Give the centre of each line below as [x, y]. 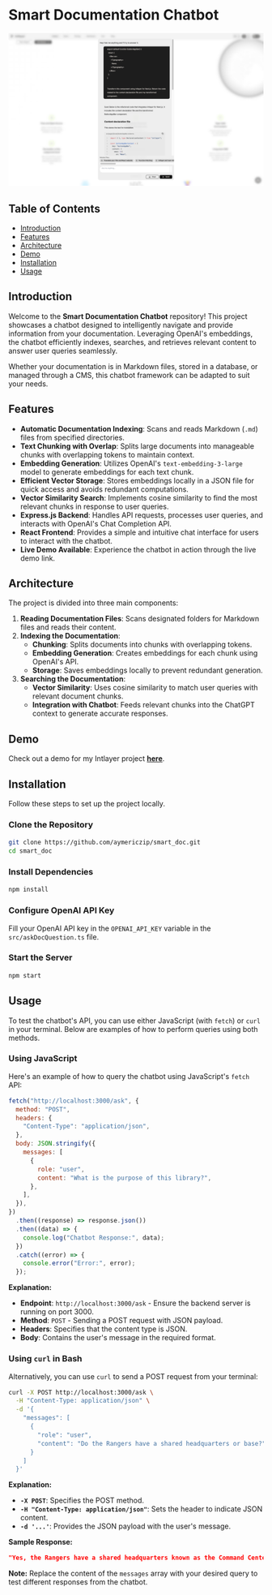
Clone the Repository [51, 824]
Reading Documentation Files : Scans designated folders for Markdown [140, 619]
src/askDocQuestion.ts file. [54, 937]
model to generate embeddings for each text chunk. [107, 471]
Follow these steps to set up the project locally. [87, 804]
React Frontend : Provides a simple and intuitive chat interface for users [139, 532]
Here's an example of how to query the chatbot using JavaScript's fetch [129, 1076]
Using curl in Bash [45, 1359]
